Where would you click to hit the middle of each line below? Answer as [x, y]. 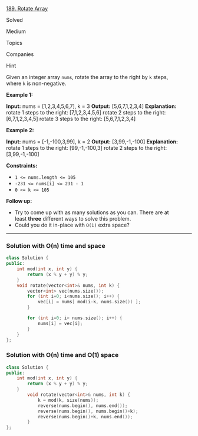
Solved [15, 20]
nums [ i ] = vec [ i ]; [60, 323]
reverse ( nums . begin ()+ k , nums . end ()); [85, 417]
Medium [16, 31]
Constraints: [22, 165]
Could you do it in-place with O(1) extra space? [72, 225]
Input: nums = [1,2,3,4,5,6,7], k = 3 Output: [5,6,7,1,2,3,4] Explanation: [91, 106]
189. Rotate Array [27, 9]
